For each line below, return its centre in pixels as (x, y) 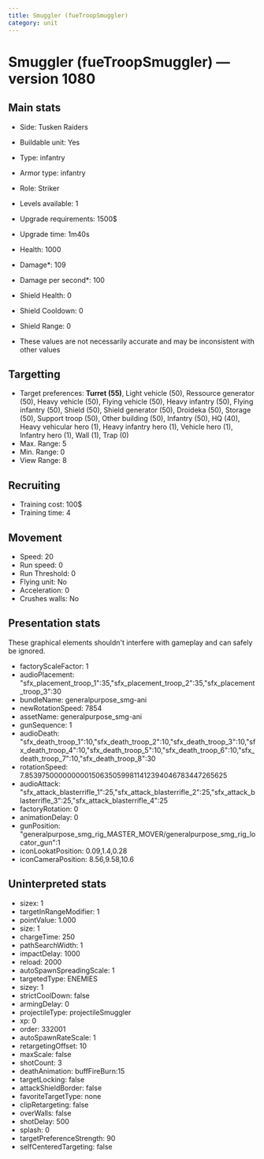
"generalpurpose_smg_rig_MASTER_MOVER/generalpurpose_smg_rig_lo (138, 834)
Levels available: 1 (49, 203)
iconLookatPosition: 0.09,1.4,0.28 (73, 851)
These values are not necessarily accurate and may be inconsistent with (137, 341)
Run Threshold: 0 (48, 573)
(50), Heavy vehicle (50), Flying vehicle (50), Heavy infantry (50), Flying (136, 402)
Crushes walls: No (49, 598)
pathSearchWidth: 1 (51, 945)
